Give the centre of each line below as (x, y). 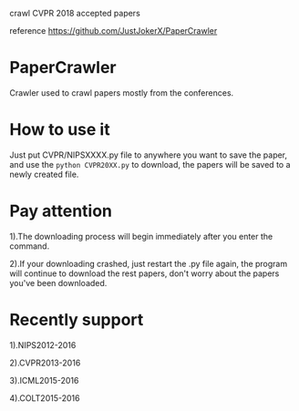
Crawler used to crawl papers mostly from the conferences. (122, 92)
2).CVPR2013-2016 (45, 363)
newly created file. (44, 174)
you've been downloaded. (58, 283)
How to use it (60, 130)
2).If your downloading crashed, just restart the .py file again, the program (149, 263)
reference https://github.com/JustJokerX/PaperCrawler (113, 31)
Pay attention (61, 211)
